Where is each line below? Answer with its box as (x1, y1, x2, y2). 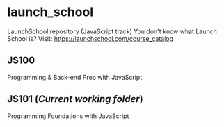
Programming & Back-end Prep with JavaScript (7, 73, 143, 81)
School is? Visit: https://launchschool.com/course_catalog (7, 34, 174, 42)
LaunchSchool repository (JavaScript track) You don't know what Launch (7, 27, 217, 35)
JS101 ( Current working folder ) (7, 93, 144, 105)
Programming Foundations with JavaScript (7, 112, 129, 120)
